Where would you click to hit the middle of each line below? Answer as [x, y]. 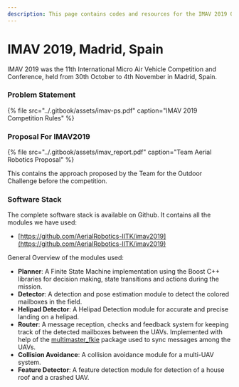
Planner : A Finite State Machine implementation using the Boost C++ [119, 272]
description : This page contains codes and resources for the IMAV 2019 [117, 14]
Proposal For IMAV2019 [49, 136]
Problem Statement [42, 95]
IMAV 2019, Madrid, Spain [85, 49]
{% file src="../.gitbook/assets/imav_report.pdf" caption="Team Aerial [110, 152]
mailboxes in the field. [50, 302]
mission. [30, 287]
